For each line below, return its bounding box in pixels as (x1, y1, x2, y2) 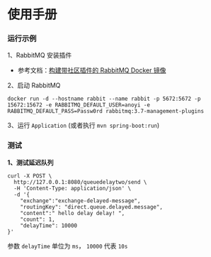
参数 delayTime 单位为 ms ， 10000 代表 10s (7, 241, 128, 250)
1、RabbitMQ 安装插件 (7, 51, 72, 60)
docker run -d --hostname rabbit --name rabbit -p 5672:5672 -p (7, 95, 201, 103)
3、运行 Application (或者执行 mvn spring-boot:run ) (7, 121, 160, 130)
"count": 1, (20, 216, 55, 223)
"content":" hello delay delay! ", (20, 209, 125, 217)
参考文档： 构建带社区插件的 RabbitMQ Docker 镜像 (17, 66, 166, 75)
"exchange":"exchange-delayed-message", (20, 197, 141, 204)
